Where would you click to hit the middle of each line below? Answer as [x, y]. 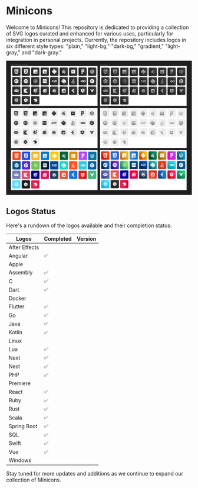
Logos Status [31, 211]
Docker [17, 298]
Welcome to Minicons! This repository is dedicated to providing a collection [98, 27]
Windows [20, 460]
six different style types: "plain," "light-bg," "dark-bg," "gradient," [85, 46]
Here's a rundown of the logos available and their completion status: [89, 225]
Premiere [20, 383]
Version [86, 238]
